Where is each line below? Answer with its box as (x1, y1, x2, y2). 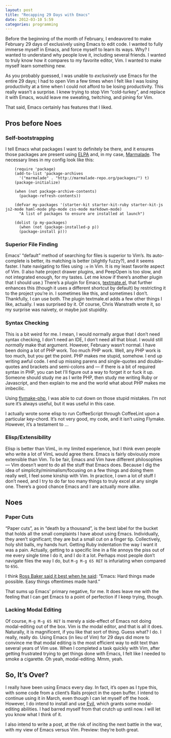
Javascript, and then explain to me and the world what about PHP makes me (5, 379, 166, 386)
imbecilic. (5, 385, 26, 391)
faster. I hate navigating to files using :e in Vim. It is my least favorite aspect (5, 263, 165, 269)
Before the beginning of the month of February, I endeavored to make (5, 36, 152, 42)
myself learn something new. (5, 63, 66, 69)
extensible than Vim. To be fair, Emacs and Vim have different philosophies (5, 456, 162, 462)
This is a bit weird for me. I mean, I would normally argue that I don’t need (5, 331, 160, 337)
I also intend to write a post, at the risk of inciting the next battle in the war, (5, 721, 162, 727)
